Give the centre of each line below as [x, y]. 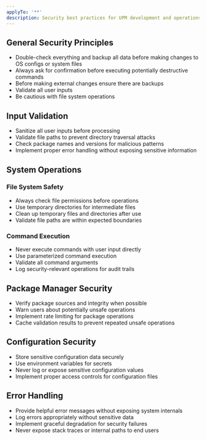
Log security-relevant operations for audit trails [75, 269]
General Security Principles [60, 43]
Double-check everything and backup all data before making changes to [107, 57]
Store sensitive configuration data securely [70, 356]
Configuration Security [51, 342]
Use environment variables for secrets [63, 363]
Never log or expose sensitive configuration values [79, 370]
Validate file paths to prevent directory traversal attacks [85, 137]
